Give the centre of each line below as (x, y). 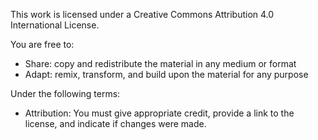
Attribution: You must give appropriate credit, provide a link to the (159, 113)
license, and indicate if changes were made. (115, 123)
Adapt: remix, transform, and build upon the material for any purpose (166, 74)
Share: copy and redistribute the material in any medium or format (160, 63)
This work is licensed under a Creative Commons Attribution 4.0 (142, 14)
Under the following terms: (65, 93)
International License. (55, 25)
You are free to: (42, 44)
